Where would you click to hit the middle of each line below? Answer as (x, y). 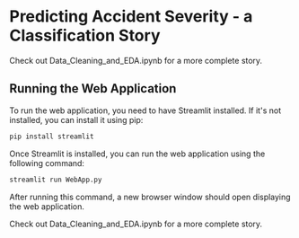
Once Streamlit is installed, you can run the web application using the (137, 154)
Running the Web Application (93, 88)
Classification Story (85, 35)
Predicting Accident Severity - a (131, 17)
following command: (47, 163)
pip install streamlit (52, 137)
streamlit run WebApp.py (56, 180)
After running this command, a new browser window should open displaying (150, 197)
